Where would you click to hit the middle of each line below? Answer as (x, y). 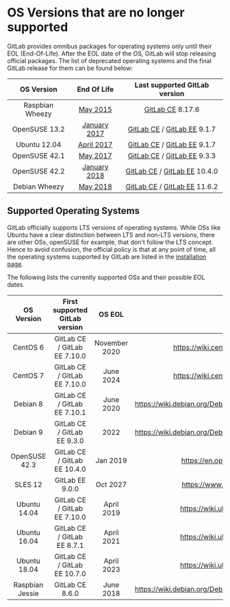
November (111, 343)
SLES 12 (28, 484)
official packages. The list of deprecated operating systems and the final (110, 60)
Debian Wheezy (38, 187)
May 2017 (95, 156)
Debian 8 (28, 404)
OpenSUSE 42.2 (39, 171)
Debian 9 (28, 432)
